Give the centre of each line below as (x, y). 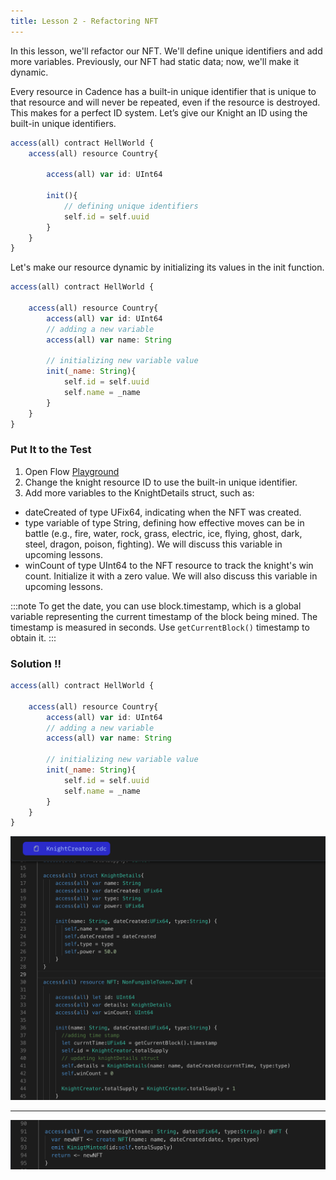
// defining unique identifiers (131, 206)
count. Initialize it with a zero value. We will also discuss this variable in (171, 576)
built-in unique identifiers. (63, 123)
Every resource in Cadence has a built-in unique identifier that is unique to (163, 91)
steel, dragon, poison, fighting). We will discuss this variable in (153, 544)
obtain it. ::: (33, 637)
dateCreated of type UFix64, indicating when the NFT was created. (163, 512)
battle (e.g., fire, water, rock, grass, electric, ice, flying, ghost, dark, (163, 533)
